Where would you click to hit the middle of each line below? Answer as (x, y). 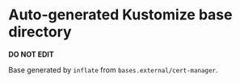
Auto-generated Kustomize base (120, 15)
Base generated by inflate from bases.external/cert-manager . (113, 69)
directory (40, 32)
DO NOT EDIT (31, 54)
